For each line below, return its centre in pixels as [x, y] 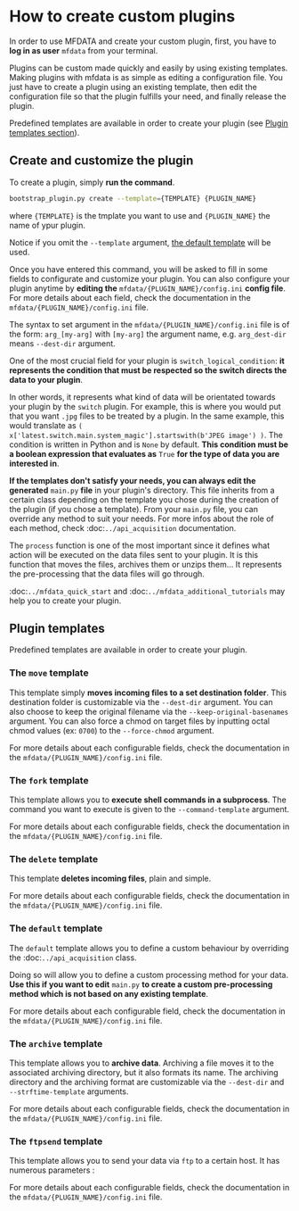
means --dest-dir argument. [62, 343]
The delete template [54, 858]
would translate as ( [46, 425]
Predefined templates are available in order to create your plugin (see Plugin [149, 123]
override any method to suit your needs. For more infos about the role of [141, 518]
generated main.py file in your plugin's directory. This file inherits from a [142, 490]
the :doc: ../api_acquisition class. [73, 958]
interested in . [34, 463]
